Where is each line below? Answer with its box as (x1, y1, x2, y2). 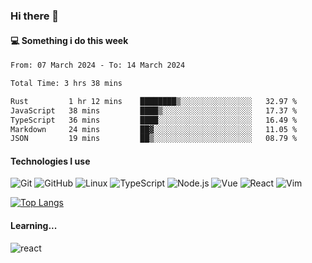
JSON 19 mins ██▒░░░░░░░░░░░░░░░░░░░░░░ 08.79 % (10, 134, 298, 144)
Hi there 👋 (10, 9, 60, 23)
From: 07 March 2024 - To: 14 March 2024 (10, 60, 186, 71)
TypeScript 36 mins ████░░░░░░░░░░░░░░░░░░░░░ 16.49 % (10, 115, 298, 125)
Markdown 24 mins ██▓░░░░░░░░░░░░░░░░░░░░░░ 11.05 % (10, 124, 298, 134)
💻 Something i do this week (10, 34, 129, 46)
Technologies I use (10, 155, 91, 167)
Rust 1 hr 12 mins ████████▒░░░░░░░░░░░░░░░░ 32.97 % (10, 96, 298, 106)
